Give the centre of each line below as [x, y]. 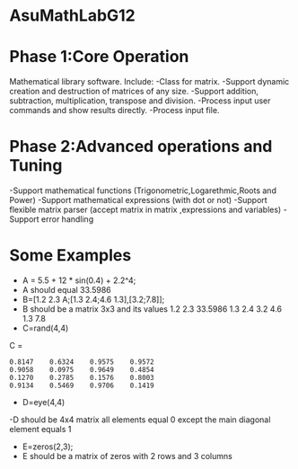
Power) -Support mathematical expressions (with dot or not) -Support [138, 200]
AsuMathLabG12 [73, 16]
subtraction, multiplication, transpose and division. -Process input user [140, 101]
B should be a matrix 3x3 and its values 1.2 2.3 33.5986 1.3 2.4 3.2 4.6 [152, 309]
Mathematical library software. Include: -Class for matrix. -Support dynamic [149, 82]
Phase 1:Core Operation [99, 57]
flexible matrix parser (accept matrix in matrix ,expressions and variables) [145, 210]
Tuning [36, 166]
